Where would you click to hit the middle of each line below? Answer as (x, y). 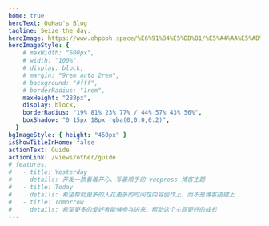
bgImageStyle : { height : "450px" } (68, 135)
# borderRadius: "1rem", (64, 90)
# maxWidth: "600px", (58, 53)
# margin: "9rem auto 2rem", (71, 75)
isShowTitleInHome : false (51, 142)
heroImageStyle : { (39, 46)
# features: (28, 165)
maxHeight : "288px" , (57, 98)
